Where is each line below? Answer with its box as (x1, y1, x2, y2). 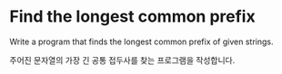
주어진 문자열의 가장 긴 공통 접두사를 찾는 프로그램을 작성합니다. (9, 54, 236, 65)
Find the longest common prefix (9, 6, 257, 27)
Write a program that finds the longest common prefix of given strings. (9, 36, 274, 47)
